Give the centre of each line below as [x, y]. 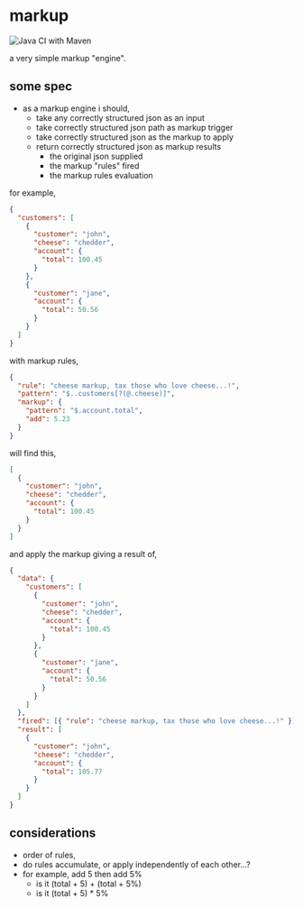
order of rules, [49, 855]
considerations [53, 834]
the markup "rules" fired [94, 165]
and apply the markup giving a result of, [83, 554]
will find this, [33, 453]
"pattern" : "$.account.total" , [84, 411]
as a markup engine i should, [76, 108]
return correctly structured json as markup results [129, 146]
